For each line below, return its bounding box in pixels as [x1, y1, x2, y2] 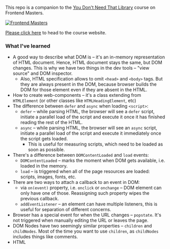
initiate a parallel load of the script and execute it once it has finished [20, 114, 165, 120]
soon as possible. [28, 147, 65, 153]
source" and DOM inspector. [12, 70, 73, 76]
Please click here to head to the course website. [5, 30, 107, 35]
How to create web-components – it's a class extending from [12, 92, 141, 98]
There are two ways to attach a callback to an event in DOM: [12, 179, 140, 185]
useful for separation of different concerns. [20, 206, 111, 213]
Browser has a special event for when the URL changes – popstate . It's [12, 212, 162, 218]
